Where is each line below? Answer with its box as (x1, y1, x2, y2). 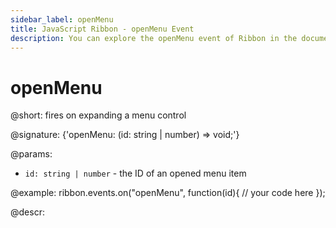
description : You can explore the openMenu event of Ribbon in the (10, 33, 298, 43)
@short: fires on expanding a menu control (10, 109, 187, 121)
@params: (10, 148, 53, 160)
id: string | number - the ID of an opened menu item (24, 167, 247, 180)
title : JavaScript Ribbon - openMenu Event (10, 24, 195, 34)
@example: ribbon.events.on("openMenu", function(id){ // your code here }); (10, 187, 326, 199)
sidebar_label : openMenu (10, 14, 114, 25)
